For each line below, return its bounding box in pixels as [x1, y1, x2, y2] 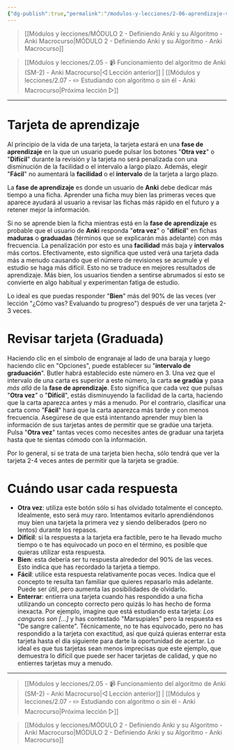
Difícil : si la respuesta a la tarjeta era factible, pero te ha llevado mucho [17, 533, 222, 542]
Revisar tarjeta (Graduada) [7, 330, 164, 346]
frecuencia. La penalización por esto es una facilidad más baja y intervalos [7, 241, 224, 250]
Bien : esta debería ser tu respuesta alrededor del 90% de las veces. [17, 556, 214, 564]
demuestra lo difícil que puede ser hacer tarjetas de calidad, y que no [17, 652, 217, 660]
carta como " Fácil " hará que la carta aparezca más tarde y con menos [7, 406, 209, 414]
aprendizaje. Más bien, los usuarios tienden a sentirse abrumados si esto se [7, 270, 225, 279]
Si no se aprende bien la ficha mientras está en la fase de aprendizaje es [7, 219, 217, 227]
